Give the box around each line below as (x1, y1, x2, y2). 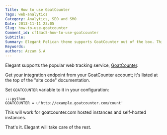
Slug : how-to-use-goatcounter (5, 26, 68, 31)
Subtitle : (5, 35, 26, 40)
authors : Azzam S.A (5, 48, 46, 53)
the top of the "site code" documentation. (5, 77, 90, 83)
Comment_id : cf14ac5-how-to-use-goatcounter (5, 30, 99, 35)
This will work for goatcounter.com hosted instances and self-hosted (5, 109, 147, 115)
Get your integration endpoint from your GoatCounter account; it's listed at (5, 72, 158, 78)
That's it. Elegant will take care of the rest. (5, 124, 91, 130)
